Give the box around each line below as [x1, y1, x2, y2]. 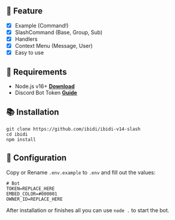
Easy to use [14, 49, 44, 56]
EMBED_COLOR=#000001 [6, 191, 58, 197]
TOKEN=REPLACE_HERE [6, 185, 55, 192]
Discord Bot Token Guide [14, 89, 77, 96]
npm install [6, 136, 36, 143]
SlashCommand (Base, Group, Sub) [14, 28, 103, 36]
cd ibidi [6, 131, 28, 137]
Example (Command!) [14, 22, 69, 29]
